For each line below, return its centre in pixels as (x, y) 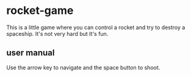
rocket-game (40, 11)
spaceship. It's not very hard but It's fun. (57, 33)
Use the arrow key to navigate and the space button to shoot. (83, 67)
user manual (31, 53)
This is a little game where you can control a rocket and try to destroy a (96, 27)
